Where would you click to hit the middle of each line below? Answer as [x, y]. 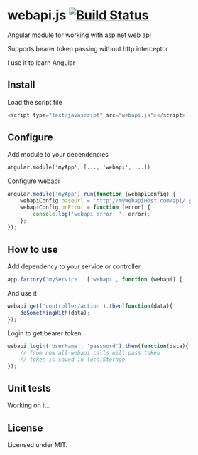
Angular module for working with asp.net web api [79, 35]
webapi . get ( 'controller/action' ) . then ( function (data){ [90, 306]
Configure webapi [34, 181]
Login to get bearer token [44, 333]
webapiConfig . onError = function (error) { [86, 208]
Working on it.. [29, 405]
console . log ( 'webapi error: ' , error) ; [92, 214]
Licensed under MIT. [38, 445]
